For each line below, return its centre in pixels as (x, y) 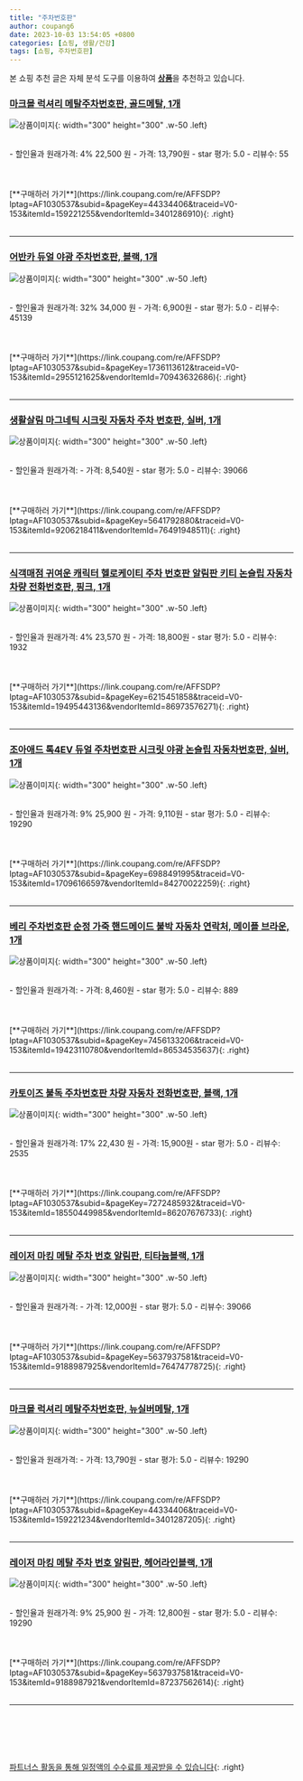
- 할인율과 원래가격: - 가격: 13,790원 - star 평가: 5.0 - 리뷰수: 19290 (129, 1459)
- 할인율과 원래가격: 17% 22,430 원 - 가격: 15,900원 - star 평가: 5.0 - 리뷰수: (145, 1144)
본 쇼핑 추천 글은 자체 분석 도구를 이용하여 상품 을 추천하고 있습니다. (127, 79)
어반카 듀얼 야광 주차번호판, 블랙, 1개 (83, 257)
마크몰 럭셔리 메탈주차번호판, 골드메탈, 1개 (95, 104)
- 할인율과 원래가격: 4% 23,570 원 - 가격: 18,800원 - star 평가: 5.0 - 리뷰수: (143, 637)
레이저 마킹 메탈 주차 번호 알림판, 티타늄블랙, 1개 (107, 1256)
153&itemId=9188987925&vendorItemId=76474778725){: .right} (128, 1366)
